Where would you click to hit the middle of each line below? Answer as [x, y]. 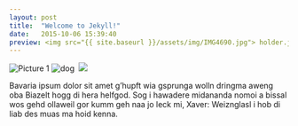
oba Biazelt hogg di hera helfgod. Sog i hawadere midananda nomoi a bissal [148, 95]
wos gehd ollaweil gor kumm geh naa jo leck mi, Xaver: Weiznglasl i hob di [145, 105]
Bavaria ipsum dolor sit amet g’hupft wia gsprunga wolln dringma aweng [141, 86]
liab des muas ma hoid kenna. [63, 114]
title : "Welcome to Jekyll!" [65, 26]
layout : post [33, 17]
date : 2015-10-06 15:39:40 [63, 34]
